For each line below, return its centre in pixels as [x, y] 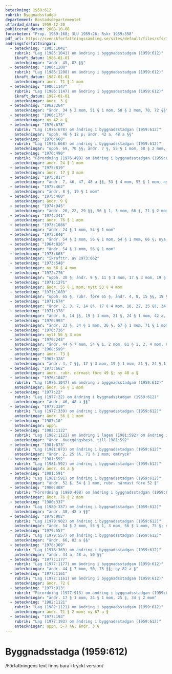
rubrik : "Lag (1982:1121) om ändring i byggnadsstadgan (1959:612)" [89, 607]
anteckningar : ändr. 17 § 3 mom [49, 173]
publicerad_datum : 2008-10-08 [38, 29]
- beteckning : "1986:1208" [39, 67]
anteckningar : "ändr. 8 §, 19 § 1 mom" [57, 192]
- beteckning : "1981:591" [38, 473]
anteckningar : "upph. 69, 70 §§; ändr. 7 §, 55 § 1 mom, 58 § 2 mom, [90, 149]
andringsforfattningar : [31, 44]
